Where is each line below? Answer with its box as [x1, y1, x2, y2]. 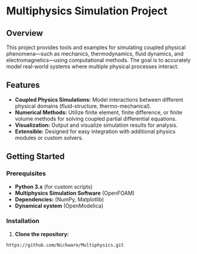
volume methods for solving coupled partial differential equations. [14, 115, 177, 122]
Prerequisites [6, 169, 46, 178]
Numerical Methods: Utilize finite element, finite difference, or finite [14, 109, 183, 116]
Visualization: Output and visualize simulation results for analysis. [14, 121, 178, 128]
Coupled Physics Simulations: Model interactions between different [14, 96, 183, 103]
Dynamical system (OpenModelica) [14, 202, 103, 209]
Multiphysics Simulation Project [6, 4, 168, 18]
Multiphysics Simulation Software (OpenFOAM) [14, 189, 135, 197]
